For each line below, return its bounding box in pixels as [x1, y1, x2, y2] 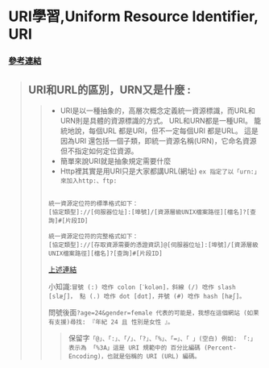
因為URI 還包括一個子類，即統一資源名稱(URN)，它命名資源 [60, 136, 257, 145]
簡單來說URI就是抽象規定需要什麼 [60, 156, 172, 165]
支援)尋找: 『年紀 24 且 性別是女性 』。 [54, 318, 175, 326]
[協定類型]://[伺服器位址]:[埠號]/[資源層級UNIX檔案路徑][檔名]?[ [48, 207, 250, 216]
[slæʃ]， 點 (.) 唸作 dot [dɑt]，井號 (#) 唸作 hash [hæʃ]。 [48, 292, 246, 300]
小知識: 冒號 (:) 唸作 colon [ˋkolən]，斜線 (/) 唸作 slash [48, 282, 236, 291]
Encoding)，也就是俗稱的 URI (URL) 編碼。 [68, 352, 201, 360]
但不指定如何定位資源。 [60, 146, 139, 156]
